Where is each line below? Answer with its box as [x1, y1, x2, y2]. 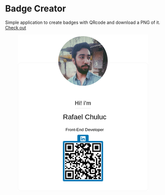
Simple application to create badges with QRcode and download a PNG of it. [5, 19, 161, 25]
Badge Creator [5, 3, 66, 14]
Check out [5, 24, 26, 30]
